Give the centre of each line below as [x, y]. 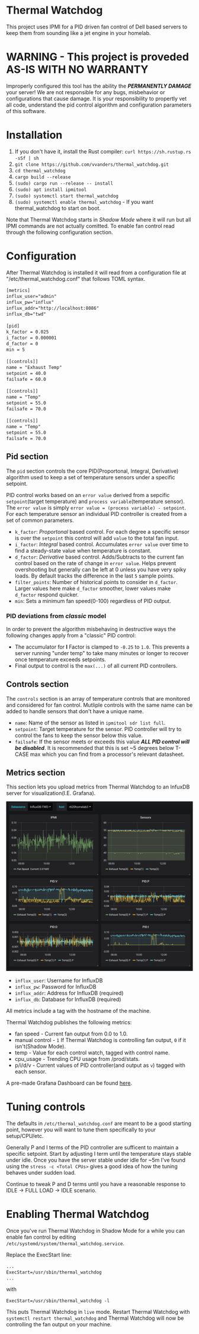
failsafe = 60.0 [26, 379]
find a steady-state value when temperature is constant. [83, 550]
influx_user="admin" [32, 296]
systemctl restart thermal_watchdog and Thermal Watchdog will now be [95, 1318]
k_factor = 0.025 [28, 332]
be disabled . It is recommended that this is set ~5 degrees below [94, 748]
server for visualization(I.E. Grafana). [51, 793]
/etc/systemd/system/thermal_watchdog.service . [65, 1243]
